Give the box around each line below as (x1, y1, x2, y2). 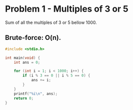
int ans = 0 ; (14, 60, 40, 65)
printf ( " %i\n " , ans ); (14, 91, 57, 96)
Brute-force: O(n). (5, 34, 61, 42)
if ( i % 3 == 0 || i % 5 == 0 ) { (22, 73, 91, 78)
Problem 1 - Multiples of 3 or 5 (5, 3, 129, 15)
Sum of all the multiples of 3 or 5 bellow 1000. (5, 19, 97, 25)
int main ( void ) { (5, 55, 40, 60)
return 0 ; (14, 96, 34, 101)
